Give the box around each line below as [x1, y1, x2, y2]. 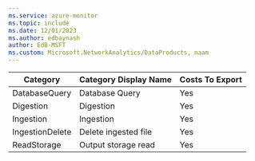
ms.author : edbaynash [8, 33, 81, 42]
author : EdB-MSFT [8, 41, 66, 49]
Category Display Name [78, 74, 172, 84]
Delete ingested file [78, 127, 153, 137]
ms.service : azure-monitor [8, 11, 98, 20]
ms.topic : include [8, 19, 70, 27]
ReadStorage [12, 139, 62, 150]
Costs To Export [179, 74, 242, 84]
